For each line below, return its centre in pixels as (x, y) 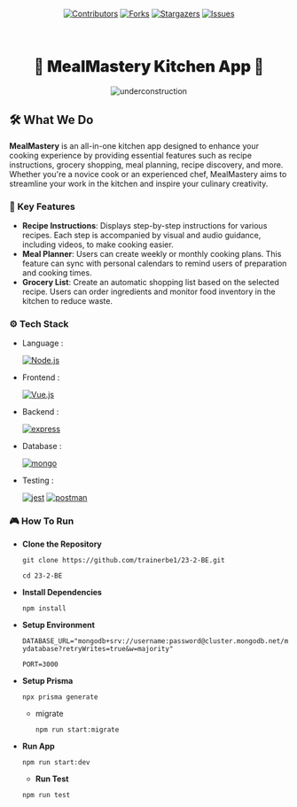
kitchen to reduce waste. (67, 301)
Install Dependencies (62, 592)
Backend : (40, 412)
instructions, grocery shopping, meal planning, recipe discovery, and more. (146, 165)
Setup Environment (59, 625)
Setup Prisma (47, 680)
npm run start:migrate (77, 729)
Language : (43, 343)
